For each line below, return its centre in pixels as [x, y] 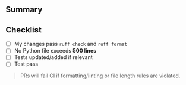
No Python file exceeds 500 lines [55, 51]
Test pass [26, 64]
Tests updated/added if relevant [53, 57]
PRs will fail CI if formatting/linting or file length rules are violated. [100, 76]
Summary [24, 10]
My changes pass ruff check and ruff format [71, 44]
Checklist [24, 30]
